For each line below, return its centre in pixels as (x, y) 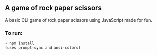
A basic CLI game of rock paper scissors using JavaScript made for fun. (79, 20)
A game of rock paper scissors (53, 8)
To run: (14, 33)
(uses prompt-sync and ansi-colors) (43, 48)
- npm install (20, 43)
